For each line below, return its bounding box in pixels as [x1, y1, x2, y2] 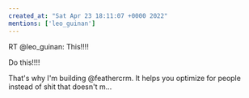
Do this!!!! [8, 58, 40, 67]
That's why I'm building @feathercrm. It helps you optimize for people [8, 73, 241, 83]
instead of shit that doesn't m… [8, 82, 112, 92]
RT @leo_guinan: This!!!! [8, 41, 89, 51]
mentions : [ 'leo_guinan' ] [8, 19, 95, 28]
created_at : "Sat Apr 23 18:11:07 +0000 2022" [8, 11, 168, 20]
